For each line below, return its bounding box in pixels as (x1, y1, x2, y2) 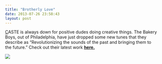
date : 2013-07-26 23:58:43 (5, 12, 60, 16)
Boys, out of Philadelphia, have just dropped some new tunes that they (5, 34, 147, 40)
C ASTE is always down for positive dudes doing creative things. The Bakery (5, 29, 157, 35)
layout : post (5, 16, 32, 21)
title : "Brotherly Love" (5, 7, 55, 12)
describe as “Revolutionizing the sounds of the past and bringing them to (5, 39, 152, 45)
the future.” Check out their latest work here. (5, 44, 95, 51)
